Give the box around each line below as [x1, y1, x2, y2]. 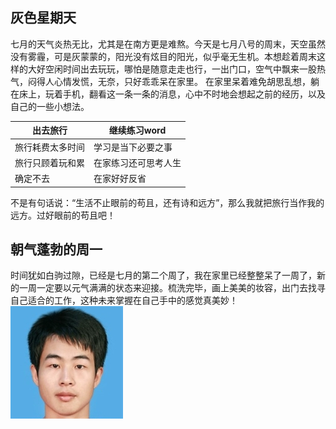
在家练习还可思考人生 [93, 156, 182, 168]
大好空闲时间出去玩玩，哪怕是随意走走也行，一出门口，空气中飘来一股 [27, 63, 317, 75]
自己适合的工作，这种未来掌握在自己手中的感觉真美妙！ [10, 294, 238, 307]
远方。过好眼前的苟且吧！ [10, 209, 116, 221]
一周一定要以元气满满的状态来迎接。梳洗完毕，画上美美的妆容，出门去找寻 [18, 282, 326, 294]
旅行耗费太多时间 [14, 141, 85, 153]
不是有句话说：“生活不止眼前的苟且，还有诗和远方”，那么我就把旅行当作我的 [10, 196, 325, 208]
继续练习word [108, 124, 167, 137]
